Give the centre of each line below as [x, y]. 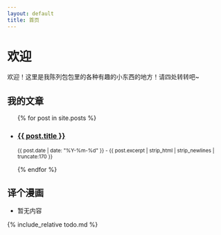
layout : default [30, 14]
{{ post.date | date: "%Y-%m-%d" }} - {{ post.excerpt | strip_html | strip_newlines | [116, 150]
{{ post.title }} [41, 136]
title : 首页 [23, 20]
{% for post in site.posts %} [57, 118]
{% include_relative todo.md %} [53, 225]
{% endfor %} [37, 169]
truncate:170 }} [35, 157]
